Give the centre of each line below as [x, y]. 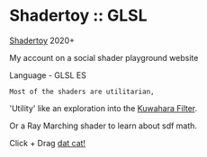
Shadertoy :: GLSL [78, 16]
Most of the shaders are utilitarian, [82, 92]
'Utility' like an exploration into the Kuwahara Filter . [103, 108]
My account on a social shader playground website [104, 57]
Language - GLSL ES [48, 75]
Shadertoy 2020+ [42, 40]
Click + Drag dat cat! [48, 143]
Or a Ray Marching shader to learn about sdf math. [103, 126]
